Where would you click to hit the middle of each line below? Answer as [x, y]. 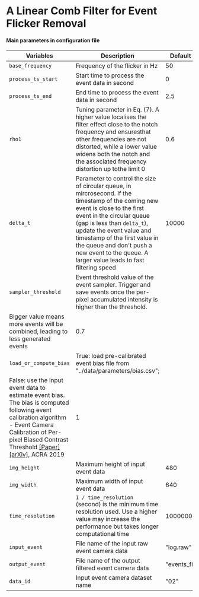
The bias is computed [39, 403]
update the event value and [113, 231]
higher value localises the [111, 117]
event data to [28, 388]
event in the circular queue [113, 216]
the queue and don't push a [114, 246]
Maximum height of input [110, 464]
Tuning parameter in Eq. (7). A [118, 110]
